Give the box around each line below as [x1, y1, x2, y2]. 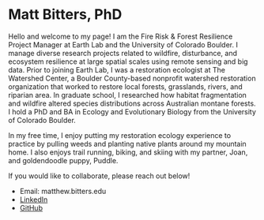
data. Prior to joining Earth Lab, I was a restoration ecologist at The [8, 65, 225, 74]
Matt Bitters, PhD [8, 6, 123, 24]
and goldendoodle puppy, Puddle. [8, 155, 119, 165]
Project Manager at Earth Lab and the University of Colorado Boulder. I [8, 39, 239, 49]
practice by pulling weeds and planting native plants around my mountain [8, 139, 247, 148]
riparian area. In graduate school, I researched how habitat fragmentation [8, 90, 247, 99]
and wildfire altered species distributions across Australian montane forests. [8, 99, 256, 108]
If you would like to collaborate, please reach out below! [8, 171, 190, 181]
